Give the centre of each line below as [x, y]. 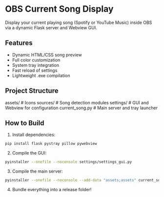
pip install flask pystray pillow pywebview [51, 144]
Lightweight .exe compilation [41, 75]
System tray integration [36, 65]
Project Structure [32, 91]
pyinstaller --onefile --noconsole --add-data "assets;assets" [71, 180]
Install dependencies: [34, 135]
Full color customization [36, 60]
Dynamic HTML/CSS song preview [47, 55]
